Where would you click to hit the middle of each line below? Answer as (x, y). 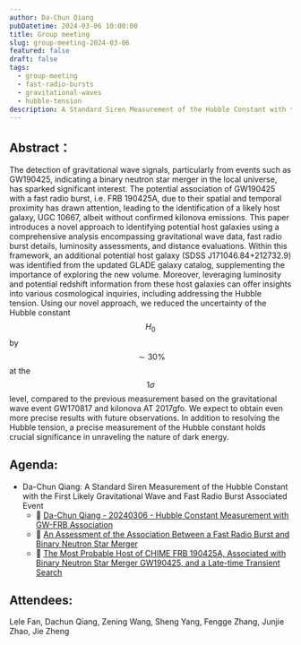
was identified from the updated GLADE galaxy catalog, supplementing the (147, 265)
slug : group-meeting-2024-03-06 (69, 43)
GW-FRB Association (74, 524)
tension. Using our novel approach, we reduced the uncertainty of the (138, 303)
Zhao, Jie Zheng (39, 632)
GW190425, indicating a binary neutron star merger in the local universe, (143, 179)
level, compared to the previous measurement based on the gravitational (143, 399)
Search (49, 572)
